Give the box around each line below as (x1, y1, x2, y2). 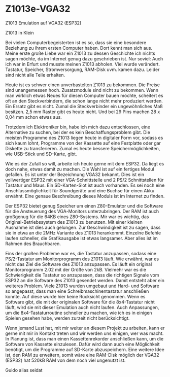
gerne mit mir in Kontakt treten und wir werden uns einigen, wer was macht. (5, 330, 164, 336)
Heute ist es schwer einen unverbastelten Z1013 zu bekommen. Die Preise (5, 82, 160, 88)
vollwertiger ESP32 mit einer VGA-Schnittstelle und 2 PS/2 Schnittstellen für (5, 177, 164, 183)
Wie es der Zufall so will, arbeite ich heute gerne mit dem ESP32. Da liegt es (5, 160, 164, 166)
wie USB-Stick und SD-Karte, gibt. (5, 151, 77, 157)
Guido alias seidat (5, 367, 43, 373)
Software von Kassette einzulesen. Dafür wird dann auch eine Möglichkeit (5, 341, 160, 347)
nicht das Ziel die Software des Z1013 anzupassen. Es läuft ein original (5, 261, 152, 267)
